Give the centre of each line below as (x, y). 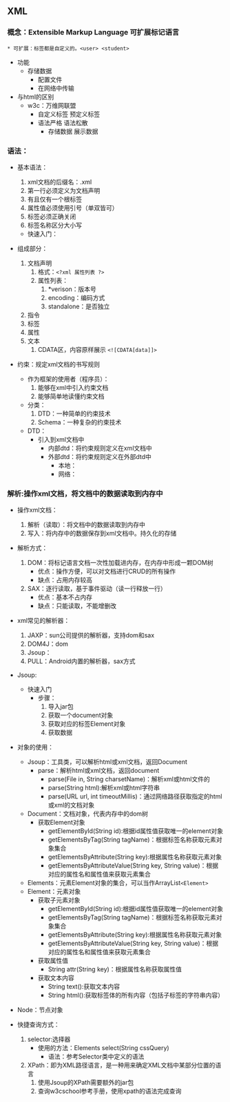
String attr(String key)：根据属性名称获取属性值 (115, 969)
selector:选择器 (49, 1039)
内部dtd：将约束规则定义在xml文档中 (100, 448)
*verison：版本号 (72, 289)
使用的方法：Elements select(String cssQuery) (104, 1048)
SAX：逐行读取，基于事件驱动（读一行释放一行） (97, 589)
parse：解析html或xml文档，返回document (98, 771)
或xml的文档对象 (71, 805)
